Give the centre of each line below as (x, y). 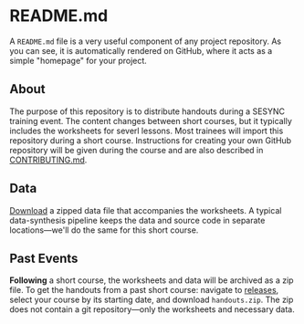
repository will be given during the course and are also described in (136, 150)
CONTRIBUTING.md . (48, 160)
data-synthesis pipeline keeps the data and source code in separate (137, 220)
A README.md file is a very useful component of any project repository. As (145, 41)
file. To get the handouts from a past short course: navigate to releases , (144, 290)
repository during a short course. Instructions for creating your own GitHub (151, 140)
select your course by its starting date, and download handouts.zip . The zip (152, 300)
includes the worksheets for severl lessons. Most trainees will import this (147, 131)
